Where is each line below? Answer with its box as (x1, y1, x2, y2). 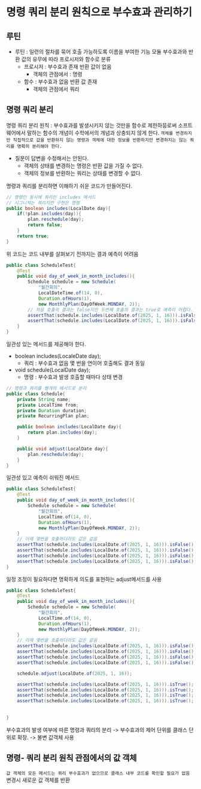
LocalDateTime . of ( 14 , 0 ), (38, 290, 103, 296)
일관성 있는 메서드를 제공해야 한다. (6, 340, 86, 348)
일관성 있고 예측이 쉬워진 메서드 (6, 474, 80, 482)
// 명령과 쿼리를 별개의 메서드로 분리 (6, 385, 87, 392)
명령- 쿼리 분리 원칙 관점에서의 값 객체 (6, 753, 137, 763)
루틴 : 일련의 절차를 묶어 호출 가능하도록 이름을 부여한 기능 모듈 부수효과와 (14, 48, 187, 55)
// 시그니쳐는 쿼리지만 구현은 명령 (6, 200, 80, 206)
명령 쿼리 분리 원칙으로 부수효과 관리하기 (6, 5, 193, 19)
